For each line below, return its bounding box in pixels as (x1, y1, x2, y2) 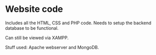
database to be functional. (5, 25, 59, 31)
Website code (5, 3, 63, 15)
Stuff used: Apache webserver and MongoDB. (5, 44, 99, 50)
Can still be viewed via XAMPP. (5, 35, 69, 41)
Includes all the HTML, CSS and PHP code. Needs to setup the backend (5, 20, 152, 26)
